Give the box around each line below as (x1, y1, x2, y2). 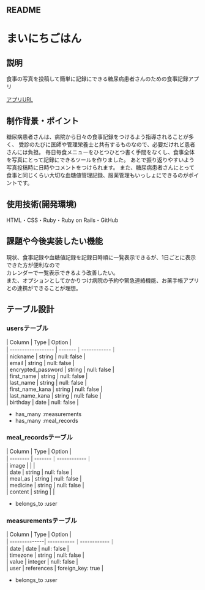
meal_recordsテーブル (6, 433, 73, 442)
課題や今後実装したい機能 (6, 236, 103, 246)
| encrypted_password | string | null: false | (6, 366, 114, 373)
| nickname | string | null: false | (6, 353, 86, 360)
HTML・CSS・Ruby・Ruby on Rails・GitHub (6, 216, 119, 224)
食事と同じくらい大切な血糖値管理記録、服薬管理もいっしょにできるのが (6, 171, 188, 179)
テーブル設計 (6, 304, 54, 315)
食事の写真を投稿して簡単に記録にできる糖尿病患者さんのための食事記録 (6, 75, 188, 82)
